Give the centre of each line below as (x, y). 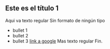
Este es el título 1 (32, 8)
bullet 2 (20, 35)
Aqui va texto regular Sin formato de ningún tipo (55, 20)
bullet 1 (20, 30)
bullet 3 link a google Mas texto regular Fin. (57, 41)
